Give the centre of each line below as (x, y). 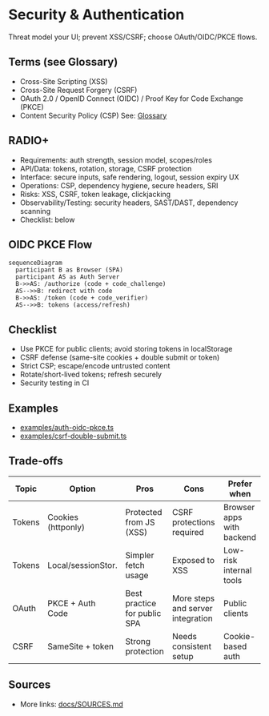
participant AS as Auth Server (68, 277)
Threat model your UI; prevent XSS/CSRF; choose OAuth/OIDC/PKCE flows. (133, 37)
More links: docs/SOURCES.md (72, 704)
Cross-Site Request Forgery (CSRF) (78, 90)
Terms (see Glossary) (63, 62)
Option (82, 489)
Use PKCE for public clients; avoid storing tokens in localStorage (126, 349)
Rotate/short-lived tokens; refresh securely (91, 375)
